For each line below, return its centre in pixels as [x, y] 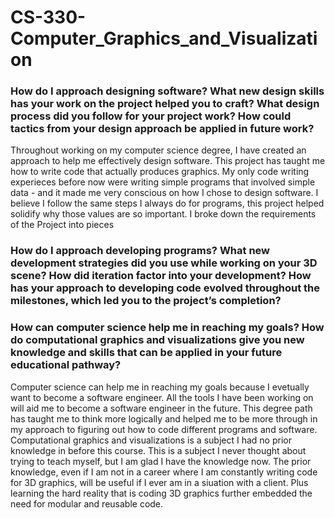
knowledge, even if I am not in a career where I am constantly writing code [164, 472]
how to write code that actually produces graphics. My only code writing [160, 172]
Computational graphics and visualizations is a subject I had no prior [151, 440]
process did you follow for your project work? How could [151, 116]
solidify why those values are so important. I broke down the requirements [163, 214]
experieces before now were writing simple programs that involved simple [163, 182]
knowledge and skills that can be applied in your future [146, 353]
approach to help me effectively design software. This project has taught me [168, 161]
